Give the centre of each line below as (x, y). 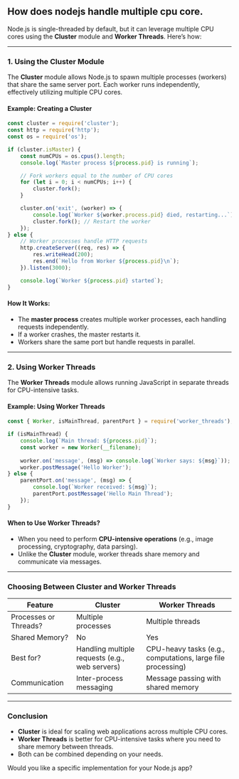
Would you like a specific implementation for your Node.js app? (100, 768)
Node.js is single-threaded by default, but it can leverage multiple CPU (111, 28)
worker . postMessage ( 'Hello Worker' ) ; (76, 467)
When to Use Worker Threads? (54, 523)
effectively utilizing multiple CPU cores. (65, 92)
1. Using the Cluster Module (56, 61)
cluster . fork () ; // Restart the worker (92, 221)
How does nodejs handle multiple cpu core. (105, 12)
